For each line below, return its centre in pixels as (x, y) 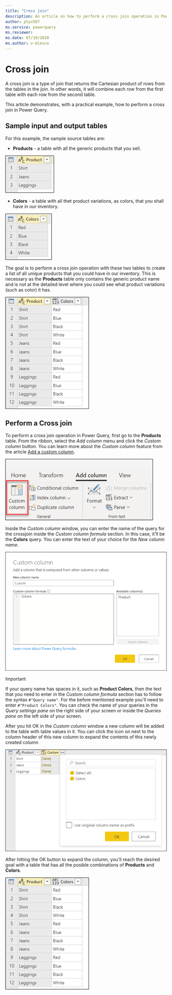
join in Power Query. (27, 110)
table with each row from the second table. (51, 94)
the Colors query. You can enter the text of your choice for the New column (85, 539)
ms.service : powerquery (31, 27)
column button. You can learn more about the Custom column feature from (84, 446)
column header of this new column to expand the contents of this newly (81, 737)
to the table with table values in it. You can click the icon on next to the (80, 731)
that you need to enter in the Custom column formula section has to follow (84, 694)
